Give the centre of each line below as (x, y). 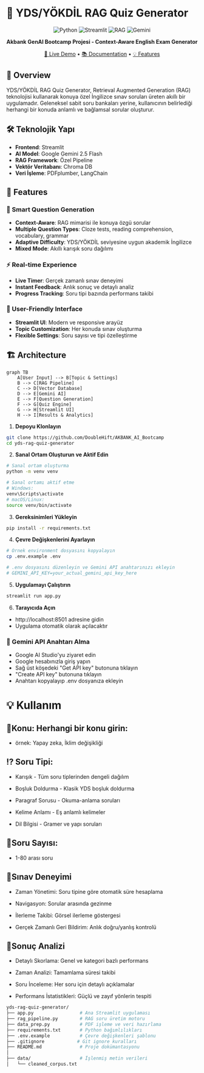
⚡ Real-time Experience (42, 265)
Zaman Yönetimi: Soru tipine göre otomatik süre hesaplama (89, 891)
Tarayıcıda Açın (35, 607)
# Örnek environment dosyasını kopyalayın (61, 551)
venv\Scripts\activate (35, 494)
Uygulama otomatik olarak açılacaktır (61, 626)
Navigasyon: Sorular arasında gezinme (63, 903)
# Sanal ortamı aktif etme (40, 483)
